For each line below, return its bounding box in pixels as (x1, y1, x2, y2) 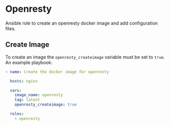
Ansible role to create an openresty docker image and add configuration (5, 20, 158, 26)
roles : (10, 111, 24, 116)
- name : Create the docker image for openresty (5, 69, 109, 74)
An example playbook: (5, 59, 53, 66)
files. (5, 25, 16, 31)
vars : (10, 88, 22, 93)
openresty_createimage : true (14, 102, 77, 108)
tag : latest (14, 97, 40, 102)
